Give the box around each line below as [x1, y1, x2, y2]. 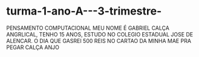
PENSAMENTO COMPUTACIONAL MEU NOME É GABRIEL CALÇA [6, 24, 169, 32]
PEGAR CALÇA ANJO [6, 44, 59, 51]
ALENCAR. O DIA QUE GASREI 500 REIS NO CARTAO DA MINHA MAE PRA [6, 37, 192, 44]
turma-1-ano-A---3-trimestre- [6, 4, 162, 18]
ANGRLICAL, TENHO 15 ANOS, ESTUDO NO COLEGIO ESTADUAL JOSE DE [6, 30, 194, 38]
